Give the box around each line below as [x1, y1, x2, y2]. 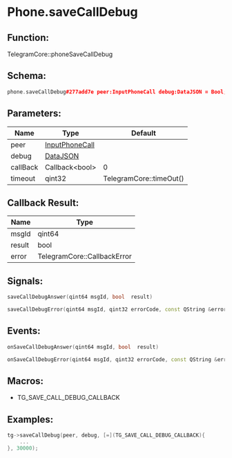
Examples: [7, 413, 54, 425]
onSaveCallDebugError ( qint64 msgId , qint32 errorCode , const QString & [7, 356, 217, 363]
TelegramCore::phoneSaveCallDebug [7, 50, 113, 58]
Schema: [7, 70, 47, 82]
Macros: [7, 375, 43, 387]
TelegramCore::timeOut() [103, 174, 184, 183]
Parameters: [7, 108, 61, 120]
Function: [7, 32, 50, 44]
